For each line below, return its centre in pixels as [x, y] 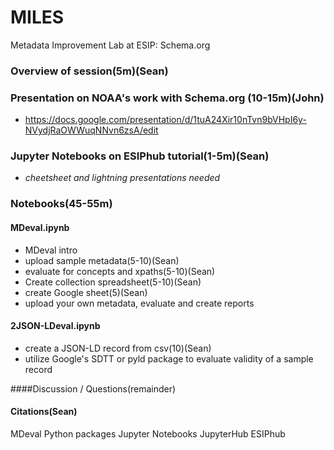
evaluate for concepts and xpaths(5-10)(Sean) [120, 271]
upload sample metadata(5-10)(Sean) [102, 260]
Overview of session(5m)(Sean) [89, 71]
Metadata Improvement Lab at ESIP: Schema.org [110, 45]
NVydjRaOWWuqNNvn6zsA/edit [91, 130]
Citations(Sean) [44, 412]
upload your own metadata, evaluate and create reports [139, 303]
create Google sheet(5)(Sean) [86, 292]
